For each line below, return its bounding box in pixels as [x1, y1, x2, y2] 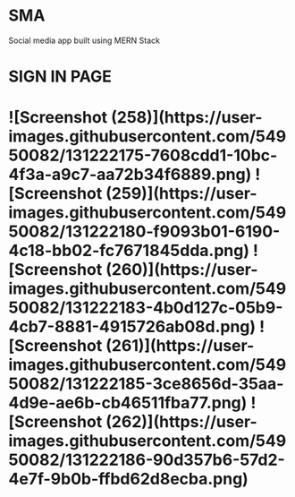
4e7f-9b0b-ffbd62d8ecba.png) [8, 469, 249, 489]
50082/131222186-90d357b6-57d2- [8, 450, 285, 470]
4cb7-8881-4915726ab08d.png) [8, 317, 257, 337]
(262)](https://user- [105, 412, 258, 433]
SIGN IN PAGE [8, 66, 113, 87]
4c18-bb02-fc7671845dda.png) [8, 241, 249, 261]
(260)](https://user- [105, 260, 258, 280]
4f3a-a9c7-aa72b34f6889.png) [8, 165, 252, 184]
